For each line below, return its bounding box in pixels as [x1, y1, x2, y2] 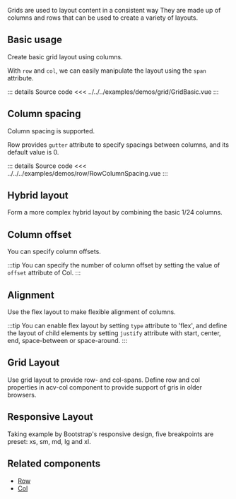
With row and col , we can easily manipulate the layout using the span [7, 66, 206, 75]
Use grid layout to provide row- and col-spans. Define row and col [7, 375, 200, 384]
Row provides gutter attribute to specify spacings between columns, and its [7, 140, 230, 149]
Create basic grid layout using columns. [7, 52, 123, 61]
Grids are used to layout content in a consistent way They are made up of [7, 6, 221, 14]
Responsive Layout [7, 411, 93, 423]
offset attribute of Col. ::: [7, 268, 81, 277]
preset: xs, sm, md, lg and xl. [7, 437, 91, 445]
